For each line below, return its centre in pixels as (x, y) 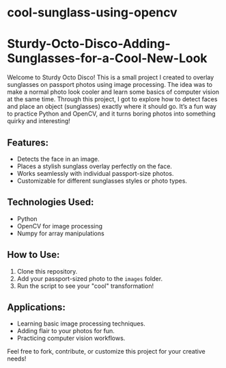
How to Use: (33, 255)
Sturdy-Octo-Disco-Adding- (89, 44)
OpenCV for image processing (60, 226)
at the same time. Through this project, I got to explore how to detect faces (112, 99)
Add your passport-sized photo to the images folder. (89, 278)
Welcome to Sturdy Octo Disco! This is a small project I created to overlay (111, 77)
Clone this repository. (47, 271)
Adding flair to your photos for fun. (66, 331)
